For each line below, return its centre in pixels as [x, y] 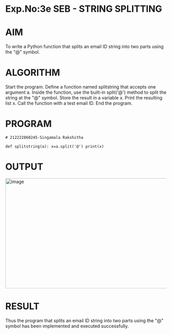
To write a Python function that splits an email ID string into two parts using [84, 47]
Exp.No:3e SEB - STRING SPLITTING [84, 9]
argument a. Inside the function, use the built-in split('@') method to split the [86, 92]
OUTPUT [24, 167]
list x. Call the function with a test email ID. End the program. [69, 103]
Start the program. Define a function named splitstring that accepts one [81, 87]
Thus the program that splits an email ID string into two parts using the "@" [84, 320]
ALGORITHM [33, 73]
